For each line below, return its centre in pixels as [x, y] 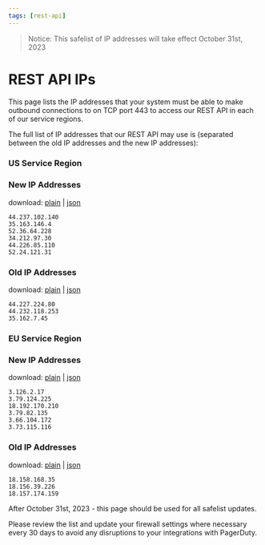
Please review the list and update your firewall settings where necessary [128, 524]
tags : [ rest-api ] [37, 16]
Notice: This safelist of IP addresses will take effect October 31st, [135, 38]
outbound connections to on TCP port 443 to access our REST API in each [131, 110]
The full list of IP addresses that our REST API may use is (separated [121, 134]
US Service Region [45, 163]
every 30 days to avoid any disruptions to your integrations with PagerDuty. [133, 532]
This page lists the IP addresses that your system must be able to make [126, 102]
